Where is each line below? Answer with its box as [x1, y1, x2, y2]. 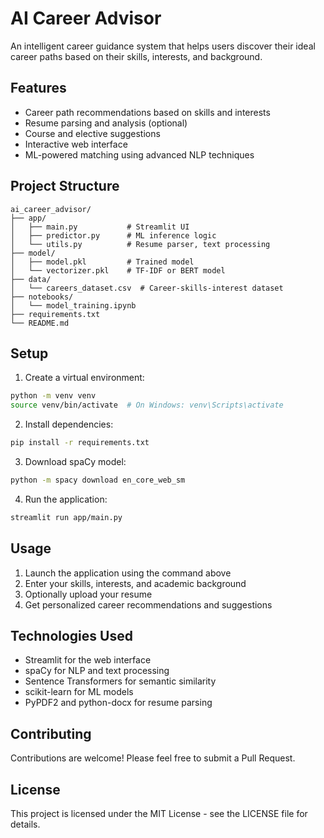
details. [10, 818, 41, 830]
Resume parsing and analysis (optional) [24, 117, 188, 129]
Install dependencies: [24, 418, 114, 431]
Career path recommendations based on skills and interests [24, 106, 271, 118]
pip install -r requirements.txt [10, 438, 150, 448]
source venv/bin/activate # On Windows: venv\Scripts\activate [10, 400, 284, 411]
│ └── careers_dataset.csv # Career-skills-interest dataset [10, 283, 284, 293]
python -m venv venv [10, 391, 97, 401]
